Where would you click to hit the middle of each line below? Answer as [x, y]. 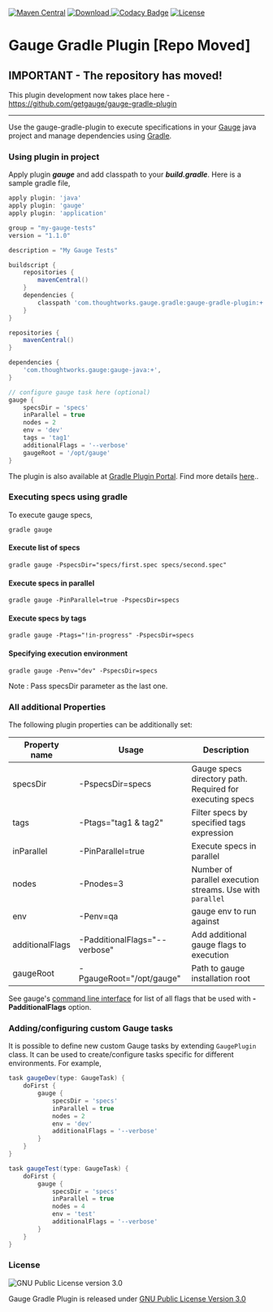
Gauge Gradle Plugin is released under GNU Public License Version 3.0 [127, 1298]
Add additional [219, 934]
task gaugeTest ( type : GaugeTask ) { [69, 1169]
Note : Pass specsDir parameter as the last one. [88, 686]
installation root [221, 978]
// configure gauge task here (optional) [80, 392]
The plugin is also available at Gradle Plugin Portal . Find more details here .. [134, 476]
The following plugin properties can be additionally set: [100, 724]
